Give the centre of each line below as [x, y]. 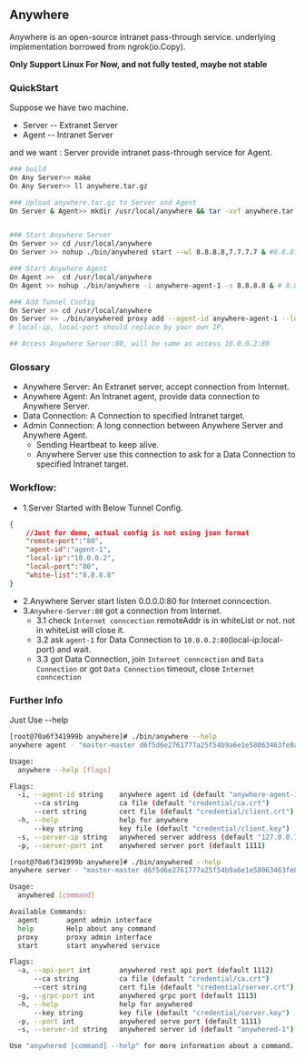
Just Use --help [39, 720]
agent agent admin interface [85, 920]
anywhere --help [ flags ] [64, 770]
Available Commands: [49, 912]
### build [28, 169]
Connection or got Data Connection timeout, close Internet [145, 669]
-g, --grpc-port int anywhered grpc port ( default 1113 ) [138, 995]
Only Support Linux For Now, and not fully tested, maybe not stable [138, 64]
